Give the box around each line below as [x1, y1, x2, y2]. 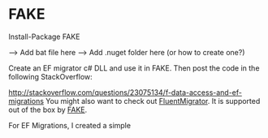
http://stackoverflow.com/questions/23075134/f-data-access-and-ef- [8, 87, 242, 97]
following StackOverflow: [8, 71, 93, 81]
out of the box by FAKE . [8, 105, 88, 114]
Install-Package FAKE [8, 32, 80, 41]
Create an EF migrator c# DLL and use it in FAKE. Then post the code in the [8, 63, 260, 73]
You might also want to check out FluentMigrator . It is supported [45, 96, 261, 106]
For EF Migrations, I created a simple [8, 120, 132, 130]
